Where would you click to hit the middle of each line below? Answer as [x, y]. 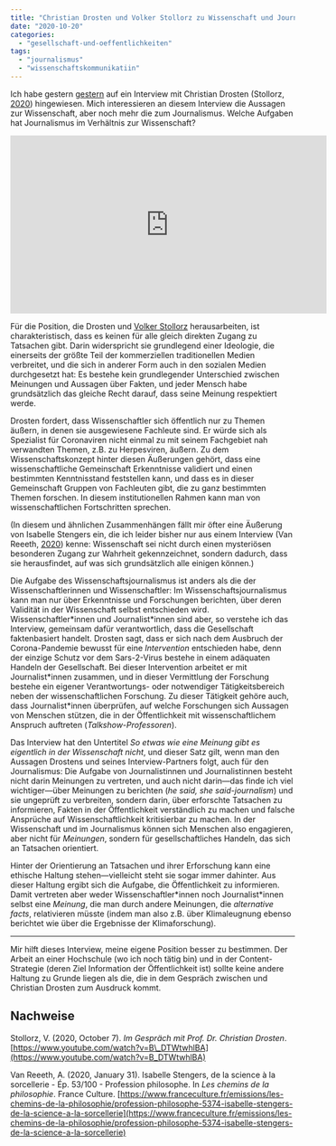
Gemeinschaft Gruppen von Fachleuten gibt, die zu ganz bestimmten [138, 488]
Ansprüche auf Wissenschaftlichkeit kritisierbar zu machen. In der [133, 819]
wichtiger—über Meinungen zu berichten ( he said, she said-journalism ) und [152, 790]
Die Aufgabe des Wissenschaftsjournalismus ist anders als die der [133, 581]
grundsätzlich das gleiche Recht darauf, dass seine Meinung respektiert [144, 393]
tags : [20, 52]
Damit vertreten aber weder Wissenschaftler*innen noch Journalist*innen [147, 894]
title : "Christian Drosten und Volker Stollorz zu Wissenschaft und [142, 18]
